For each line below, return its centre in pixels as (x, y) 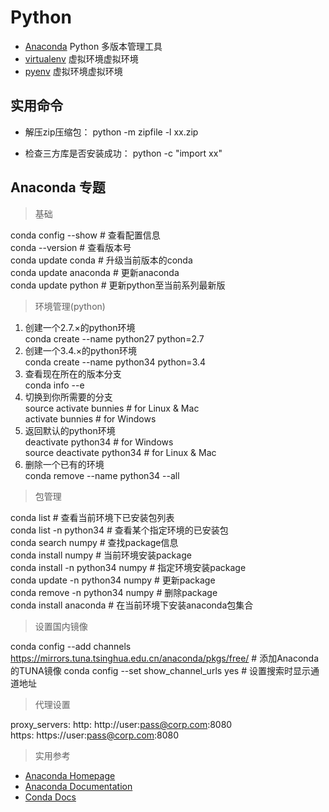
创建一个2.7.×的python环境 (80, 327)
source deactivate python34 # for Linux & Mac (120, 452)
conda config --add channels (71, 646)
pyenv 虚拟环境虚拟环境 (73, 71)
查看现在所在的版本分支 (73, 373)
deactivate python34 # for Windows (99, 442)
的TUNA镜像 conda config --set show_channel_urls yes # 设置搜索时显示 (160, 670)
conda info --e (54, 385)
